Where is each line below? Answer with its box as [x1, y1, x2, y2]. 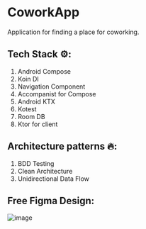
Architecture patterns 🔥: [7, 140, 118, 152]
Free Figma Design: [7, 194, 95, 206]
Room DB [17, 112, 45, 121]
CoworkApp [7, 4, 80, 21]
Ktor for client [17, 120, 58, 128]
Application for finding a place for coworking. [7, 28, 140, 36]
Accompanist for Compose [17, 89, 97, 98]
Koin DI [17, 74, 39, 83]
